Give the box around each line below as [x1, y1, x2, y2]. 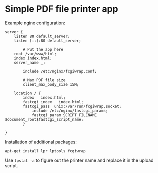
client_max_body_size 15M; [23, 82, 79, 87]
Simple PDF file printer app [5, 3, 118, 15]
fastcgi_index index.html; [23, 99, 84, 104]
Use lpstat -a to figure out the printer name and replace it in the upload [5, 157, 154, 163]
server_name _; [14, 60, 46, 65]
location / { [14, 91, 41, 96]
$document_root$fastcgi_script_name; [5, 117, 84, 122]
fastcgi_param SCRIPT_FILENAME [31, 112, 97, 118]
